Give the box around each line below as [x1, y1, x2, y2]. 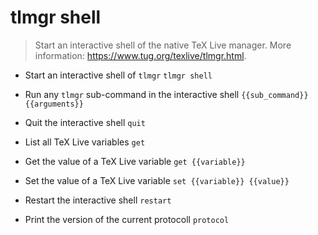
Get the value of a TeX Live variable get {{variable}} [24, 155, 246, 167]
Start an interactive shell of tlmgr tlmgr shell [24, 69, 213, 81]
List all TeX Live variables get [24, 136, 146, 148]
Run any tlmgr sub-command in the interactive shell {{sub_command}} [24, 88, 309, 100]
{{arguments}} [24, 99, 84, 109]
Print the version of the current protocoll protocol [24, 213, 230, 225]
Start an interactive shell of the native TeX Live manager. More [34, 39, 292, 51]
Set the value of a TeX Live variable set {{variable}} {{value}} [24, 174, 290, 186]
